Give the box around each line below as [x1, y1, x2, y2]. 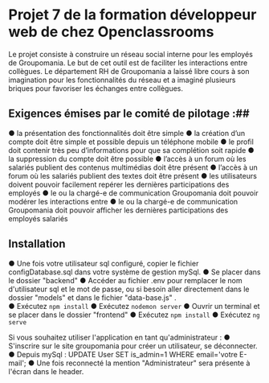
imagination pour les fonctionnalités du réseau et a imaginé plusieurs [8, 75, 236, 84]
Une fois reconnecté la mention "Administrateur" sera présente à [36, 358, 251, 368]
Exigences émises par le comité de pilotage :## [8, 107, 251, 121]
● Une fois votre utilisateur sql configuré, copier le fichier [8, 258, 199, 268]
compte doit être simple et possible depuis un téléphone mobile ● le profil [8, 137, 255, 146]
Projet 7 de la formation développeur [8, 6, 257, 24]
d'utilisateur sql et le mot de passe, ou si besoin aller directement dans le [8, 284, 250, 294]
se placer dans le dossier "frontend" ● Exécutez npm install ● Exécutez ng [8, 310, 261, 319]
